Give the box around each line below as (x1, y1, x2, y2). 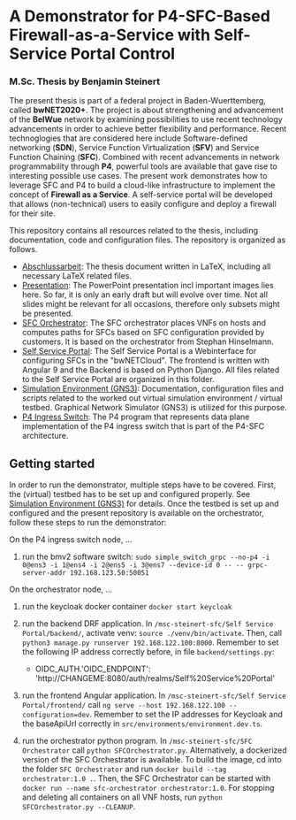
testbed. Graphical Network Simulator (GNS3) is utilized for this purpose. (21, 402, 287, 413)
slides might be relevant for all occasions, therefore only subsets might (21, 299, 280, 310)
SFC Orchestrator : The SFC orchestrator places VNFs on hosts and (21, 318, 267, 328)
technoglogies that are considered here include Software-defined (9, 133, 248, 143)
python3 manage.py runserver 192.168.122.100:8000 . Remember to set (21, 637, 279, 648)
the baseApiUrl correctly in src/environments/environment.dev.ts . (21, 718, 263, 729)
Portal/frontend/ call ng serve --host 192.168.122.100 (21, 700, 225, 710)
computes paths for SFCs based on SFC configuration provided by (21, 327, 265, 338)
